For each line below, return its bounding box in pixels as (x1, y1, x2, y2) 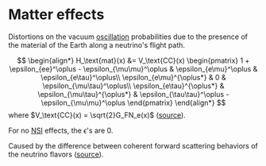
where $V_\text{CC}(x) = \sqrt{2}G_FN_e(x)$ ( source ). (8, 110, 187, 120)
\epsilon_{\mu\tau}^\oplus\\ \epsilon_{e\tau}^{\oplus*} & (42, 81, 225, 91)
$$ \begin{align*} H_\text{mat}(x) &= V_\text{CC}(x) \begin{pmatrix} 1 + (17, 56, 250, 65)
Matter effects (8, 6, 105, 24)
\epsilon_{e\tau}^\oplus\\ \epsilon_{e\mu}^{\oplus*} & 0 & (40, 72, 226, 82)
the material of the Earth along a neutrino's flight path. (8, 40, 185, 49)
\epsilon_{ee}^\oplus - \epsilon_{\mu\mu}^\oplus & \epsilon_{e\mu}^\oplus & (9, 64, 258, 73)
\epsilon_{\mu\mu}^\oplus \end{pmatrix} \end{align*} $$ (40, 98, 226, 107)
